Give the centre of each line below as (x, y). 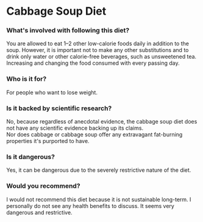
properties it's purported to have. (48, 141)
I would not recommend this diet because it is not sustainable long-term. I (99, 199)
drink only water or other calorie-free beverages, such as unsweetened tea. (101, 57)
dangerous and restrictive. (39, 212)
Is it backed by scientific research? (59, 108)
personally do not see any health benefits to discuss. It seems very (91, 205)
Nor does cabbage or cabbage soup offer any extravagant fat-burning (94, 135)
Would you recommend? (43, 186)
